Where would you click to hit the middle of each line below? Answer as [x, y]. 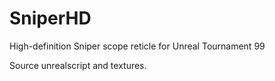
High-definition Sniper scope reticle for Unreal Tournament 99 [137, 46]
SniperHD [50, 18]
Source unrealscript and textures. [78, 65]
